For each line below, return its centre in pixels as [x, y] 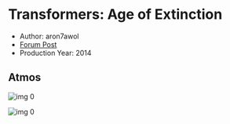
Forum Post [38, 44]
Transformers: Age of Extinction [115, 15]
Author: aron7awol [49, 36]
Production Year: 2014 [55, 53]
